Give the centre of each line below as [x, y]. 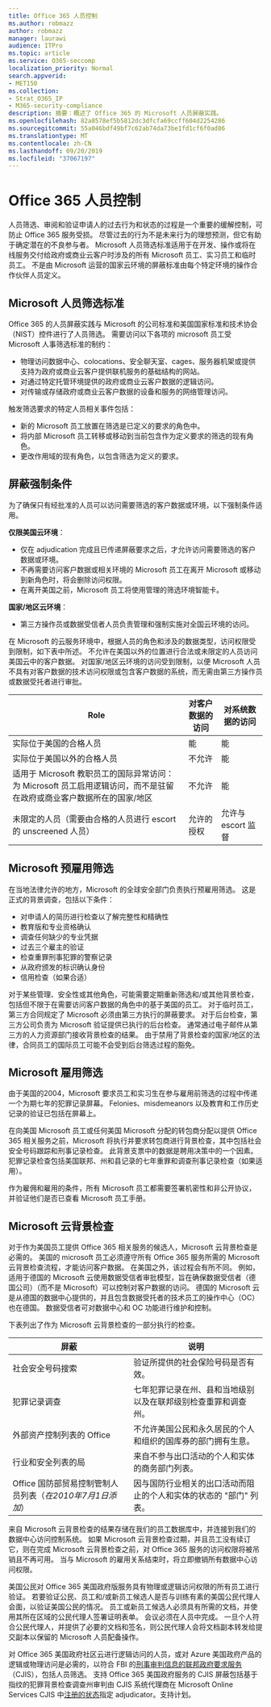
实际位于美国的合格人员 [57, 743]
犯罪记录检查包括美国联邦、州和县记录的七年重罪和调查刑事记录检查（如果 [132, 1161]
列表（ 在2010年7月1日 [65, 1496]
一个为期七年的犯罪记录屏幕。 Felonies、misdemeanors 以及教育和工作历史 [134, 1103]
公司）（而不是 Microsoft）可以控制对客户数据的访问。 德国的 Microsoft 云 [137, 1287]
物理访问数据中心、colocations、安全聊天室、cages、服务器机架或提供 [138, 361]
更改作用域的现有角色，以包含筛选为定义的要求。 [101, 456]
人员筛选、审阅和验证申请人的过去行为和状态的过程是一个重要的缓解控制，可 [135, 225]
